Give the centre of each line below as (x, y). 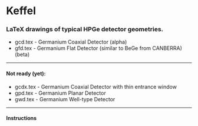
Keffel (21, 11)
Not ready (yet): (26, 74)
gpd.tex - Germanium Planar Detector (60, 93)
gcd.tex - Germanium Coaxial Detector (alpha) (71, 42)
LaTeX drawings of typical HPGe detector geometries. (85, 29)
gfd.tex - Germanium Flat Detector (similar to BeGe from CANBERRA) (98, 48)
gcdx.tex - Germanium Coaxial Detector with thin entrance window (95, 87)
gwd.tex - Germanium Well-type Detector (65, 99)
